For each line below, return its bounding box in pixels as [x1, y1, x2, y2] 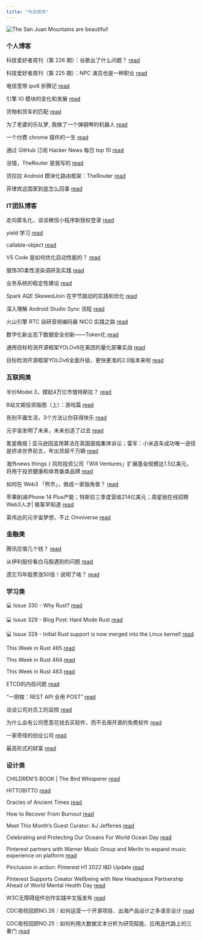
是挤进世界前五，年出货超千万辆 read [6, 447, 98, 454]
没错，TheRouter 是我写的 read [6, 159, 84, 166]
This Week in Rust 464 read [6, 656, 75, 664]
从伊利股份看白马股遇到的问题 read [6, 557, 93, 565]
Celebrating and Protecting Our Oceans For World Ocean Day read [6, 834, 172, 841]
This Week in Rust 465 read [6, 644, 75, 652]
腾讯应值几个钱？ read [6, 545, 62, 552]
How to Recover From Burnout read [6, 811, 95, 818]
